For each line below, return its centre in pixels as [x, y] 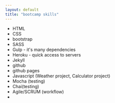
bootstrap [22, 39]
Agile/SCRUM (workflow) [38, 92]
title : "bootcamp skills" [32, 14]
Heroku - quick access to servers [47, 54]
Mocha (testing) [29, 81]
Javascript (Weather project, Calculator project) [61, 76]
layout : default [22, 10]
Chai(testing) [26, 86]
